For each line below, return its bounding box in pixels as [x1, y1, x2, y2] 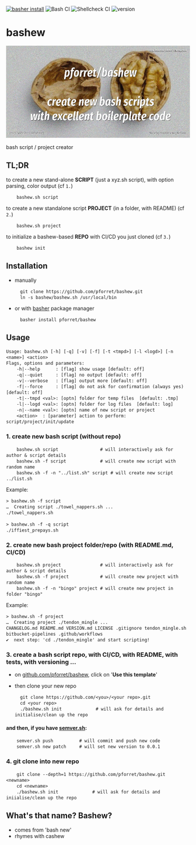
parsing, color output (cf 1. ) [6, 182, 73, 189]
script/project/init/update [6, 419, 75, 425]
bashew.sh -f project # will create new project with [16, 574, 179, 580]
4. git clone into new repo [6, 757, 80, 765]
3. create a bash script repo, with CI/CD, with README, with [6, 650, 178, 658]
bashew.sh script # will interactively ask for [16, 446, 174, 453]
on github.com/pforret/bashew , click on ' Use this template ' [14, 671, 157, 678]
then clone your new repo [14, 682, 77, 689]
